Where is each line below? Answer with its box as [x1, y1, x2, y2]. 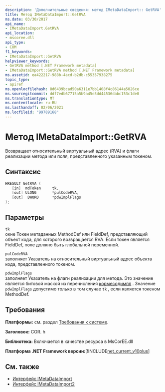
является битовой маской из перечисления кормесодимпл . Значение [5, 280, 156, 286]
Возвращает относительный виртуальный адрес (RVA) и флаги [5, 148, 139, 154]
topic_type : [5, 77, 30, 82]
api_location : [5, 31, 35, 36]
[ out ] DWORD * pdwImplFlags [11, 195, 81, 200]
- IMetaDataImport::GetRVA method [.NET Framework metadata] [5, 68, 135, 73]
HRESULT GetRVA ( [5, 181, 41, 186]
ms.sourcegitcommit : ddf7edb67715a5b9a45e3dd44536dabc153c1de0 [5, 91, 140, 96]
